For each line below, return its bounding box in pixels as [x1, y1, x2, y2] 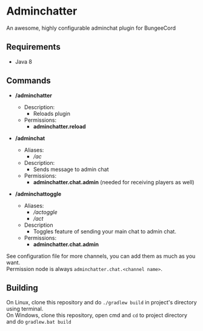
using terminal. [6, 305, 44, 313]
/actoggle [33, 208, 58, 216]
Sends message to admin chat [33, 165, 109, 173]
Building [6, 283, 38, 293]
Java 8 [15, 58, 32, 65]
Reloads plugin [33, 110, 71, 117]
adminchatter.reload [33, 122, 86, 130]
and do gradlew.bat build [6, 318, 72, 326]
